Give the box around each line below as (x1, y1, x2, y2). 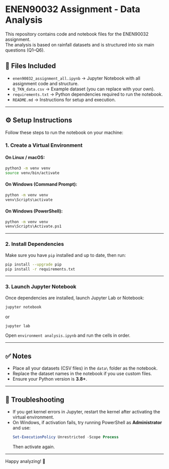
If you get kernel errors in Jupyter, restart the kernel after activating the (12, 409, 160, 415)
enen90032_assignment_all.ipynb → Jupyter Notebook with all (12, 75, 141, 81)
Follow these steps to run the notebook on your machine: (5, 129, 123, 135)
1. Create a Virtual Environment (5, 142, 83, 149)
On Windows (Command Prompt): (5, 181, 77, 187)
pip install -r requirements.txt (5, 267, 75, 272)
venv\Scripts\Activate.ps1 (5, 224, 62, 229)
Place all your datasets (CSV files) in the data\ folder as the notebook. (12, 365, 158, 372)
